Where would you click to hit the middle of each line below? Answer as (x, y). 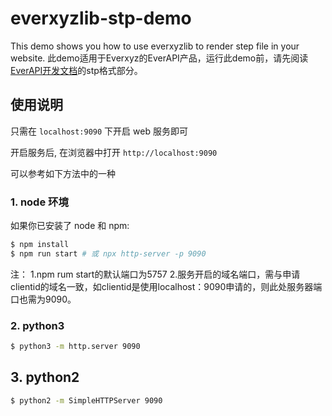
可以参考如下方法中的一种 (63, 173)
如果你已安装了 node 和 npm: (70, 226)
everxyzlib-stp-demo (101, 18)
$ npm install (40, 245)
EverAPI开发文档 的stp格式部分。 (76, 70)
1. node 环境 (39, 202)
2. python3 (37, 325)
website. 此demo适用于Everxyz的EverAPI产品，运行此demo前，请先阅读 (159, 58)
